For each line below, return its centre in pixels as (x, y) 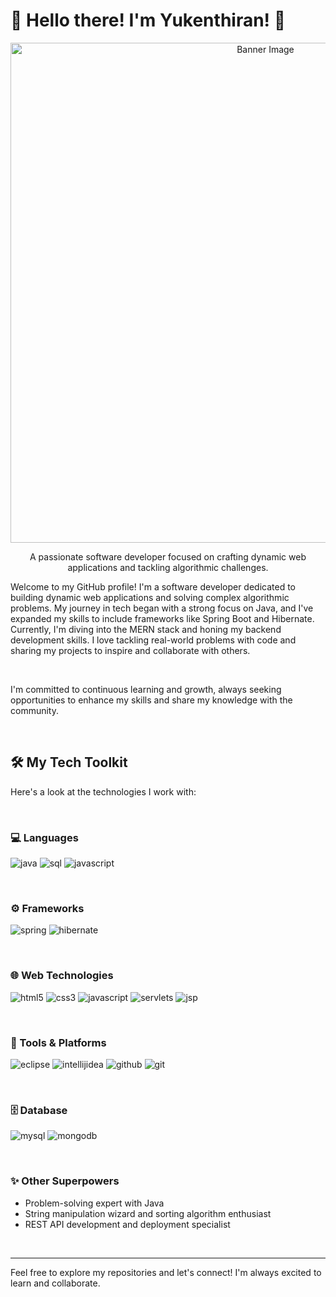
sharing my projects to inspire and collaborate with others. (130, 650)
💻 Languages (44, 837)
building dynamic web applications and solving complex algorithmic (150, 597)
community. (34, 710)
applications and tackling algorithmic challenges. (168, 567)
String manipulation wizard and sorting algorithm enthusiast (148, 1213)
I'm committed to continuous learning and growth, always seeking (146, 689)
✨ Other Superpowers (65, 1181)
